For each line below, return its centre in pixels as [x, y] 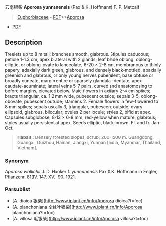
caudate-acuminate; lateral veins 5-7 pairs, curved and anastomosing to [79, 86]
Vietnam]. [27, 148]
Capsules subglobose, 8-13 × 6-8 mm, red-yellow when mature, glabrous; [81, 117]
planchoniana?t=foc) [33, 213]
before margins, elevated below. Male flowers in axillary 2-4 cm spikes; [78, 91]
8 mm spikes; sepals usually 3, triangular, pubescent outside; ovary [74, 107]
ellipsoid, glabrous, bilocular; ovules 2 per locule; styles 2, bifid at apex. [78, 112]
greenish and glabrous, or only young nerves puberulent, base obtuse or [79, 75]
